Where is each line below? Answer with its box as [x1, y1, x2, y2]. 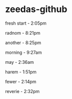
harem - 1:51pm [5, 69, 37, 75]
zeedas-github [5, 4, 68, 15]
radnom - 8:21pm [5, 30, 41, 36]
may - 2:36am [5, 59, 34, 65]
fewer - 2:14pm [5, 78, 36, 84]
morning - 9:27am [5, 49, 42, 55]
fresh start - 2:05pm [5, 20, 47, 26]
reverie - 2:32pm [5, 88, 40, 94]
